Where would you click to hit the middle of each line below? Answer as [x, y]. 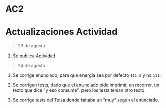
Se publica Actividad [34, 56]
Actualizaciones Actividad [61, 32]
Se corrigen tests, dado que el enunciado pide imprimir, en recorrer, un [86, 85]
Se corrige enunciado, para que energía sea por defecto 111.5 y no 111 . [87, 75]
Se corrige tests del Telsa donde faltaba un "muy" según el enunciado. [86, 100]
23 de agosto [31, 46]
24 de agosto [31, 66]
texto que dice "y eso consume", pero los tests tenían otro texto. [79, 90]
